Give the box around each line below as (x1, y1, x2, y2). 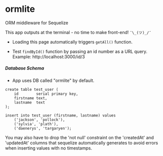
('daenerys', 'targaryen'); (14, 126, 72, 131)
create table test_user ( (5, 87, 58, 92)
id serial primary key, (14, 91, 79, 96)
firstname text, (14, 95, 48, 101)
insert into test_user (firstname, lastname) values (5, 113, 116, 118)
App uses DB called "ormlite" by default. (12, 78, 95, 83)
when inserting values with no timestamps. (5, 145, 92, 151)
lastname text (14, 100, 45, 105)
